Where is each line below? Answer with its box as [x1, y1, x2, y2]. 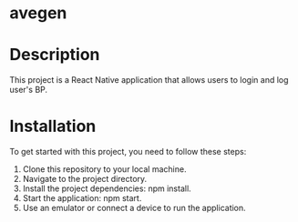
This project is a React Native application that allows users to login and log [9, 75, 289, 86]
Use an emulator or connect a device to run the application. [22, 203, 246, 214]
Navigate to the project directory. [22, 174, 148, 185]
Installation [9, 116, 97, 136]
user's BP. [9, 85, 48, 96]
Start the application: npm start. [22, 193, 142, 204]
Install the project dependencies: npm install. [22, 183, 191, 194]
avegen [9, 3, 67, 24]
